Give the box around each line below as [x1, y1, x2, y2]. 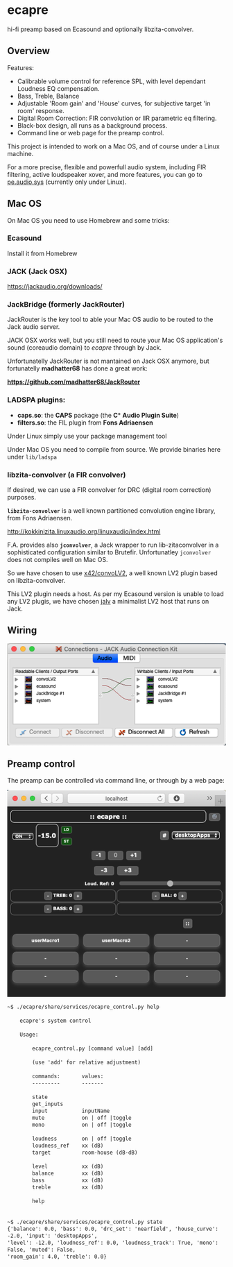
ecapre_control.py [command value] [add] [32, 1045, 154, 1053]
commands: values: [32, 1073, 104, 1080]
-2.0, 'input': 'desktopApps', [7, 1232, 98, 1240]
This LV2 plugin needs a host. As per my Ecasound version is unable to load [7, 590, 224, 598]
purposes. [7, 493, 37, 502]
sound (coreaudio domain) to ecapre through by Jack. [7, 343, 162, 352]
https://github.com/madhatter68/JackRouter [7, 377, 141, 386]
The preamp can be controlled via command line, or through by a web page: [7, 776, 225, 785]
